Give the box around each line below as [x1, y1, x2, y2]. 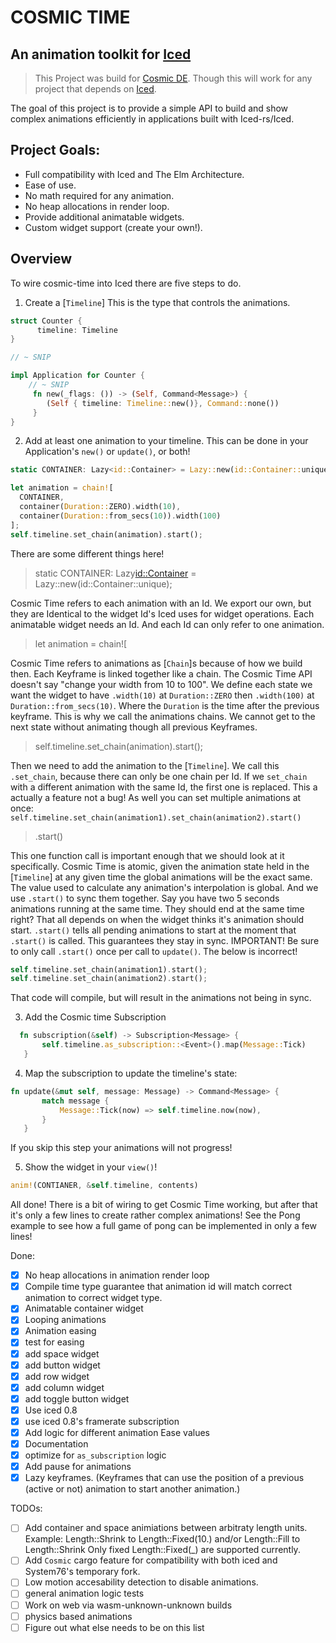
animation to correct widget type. [24, 1292, 163, 1304]
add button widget [24, 1359, 101, 1371]
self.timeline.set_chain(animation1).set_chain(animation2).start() [10, 812, 302, 823]
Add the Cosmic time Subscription [24, 1011, 167, 1023]
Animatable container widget [24, 1302, 144, 1315]
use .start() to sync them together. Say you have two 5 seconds [10, 892, 280, 904]
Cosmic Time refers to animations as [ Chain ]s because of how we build [10, 657, 303, 669]
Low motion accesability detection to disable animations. [24, 1576, 259, 1588]
